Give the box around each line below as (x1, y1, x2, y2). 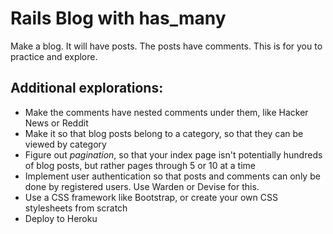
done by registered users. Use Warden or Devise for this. (24, 180, 260, 192)
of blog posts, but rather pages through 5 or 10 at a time (24, 159, 256, 171)
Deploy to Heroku (24, 212, 98, 224)
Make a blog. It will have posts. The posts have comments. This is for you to (10, 40, 323, 52)
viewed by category (24, 138, 107, 150)
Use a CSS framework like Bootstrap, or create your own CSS (24, 191, 278, 203)
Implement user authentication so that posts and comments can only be (24, 170, 321, 182)
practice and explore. (10, 50, 98, 62)
